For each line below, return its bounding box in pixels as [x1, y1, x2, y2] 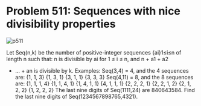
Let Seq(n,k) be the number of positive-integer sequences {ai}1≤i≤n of [6, 48, 182, 56]
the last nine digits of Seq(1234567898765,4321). [14, 93, 138, 100]
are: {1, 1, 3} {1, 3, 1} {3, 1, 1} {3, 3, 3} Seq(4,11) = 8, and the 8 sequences [14, 73, 194, 81]
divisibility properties [6, 17, 116, 31]
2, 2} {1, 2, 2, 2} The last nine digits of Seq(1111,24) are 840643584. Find [14, 86, 195, 93]
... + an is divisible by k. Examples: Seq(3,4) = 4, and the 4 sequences [14, 67, 189, 74]
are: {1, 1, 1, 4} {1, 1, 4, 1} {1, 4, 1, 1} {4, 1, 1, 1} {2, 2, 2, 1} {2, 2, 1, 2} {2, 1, [14, 80, 191, 87]
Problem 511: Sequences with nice [6, 4, 181, 18]
